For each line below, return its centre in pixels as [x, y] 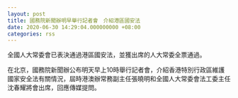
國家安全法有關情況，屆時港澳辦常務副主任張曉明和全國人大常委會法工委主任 [119, 79]
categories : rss [31, 34]
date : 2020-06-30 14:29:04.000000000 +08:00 [74, 27]
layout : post [27, 14]
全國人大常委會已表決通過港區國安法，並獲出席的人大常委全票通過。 [107, 55]
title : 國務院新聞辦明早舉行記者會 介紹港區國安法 [74, 21]
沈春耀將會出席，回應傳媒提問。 [54, 88]
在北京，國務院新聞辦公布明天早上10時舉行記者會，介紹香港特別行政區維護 [116, 70]
